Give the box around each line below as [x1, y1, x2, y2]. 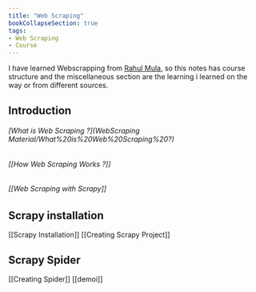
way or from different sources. [8, 81, 109, 90]
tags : [8, 26, 26, 34]
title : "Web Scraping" [8, 11, 84, 20]
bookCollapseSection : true [8, 19, 98, 27]
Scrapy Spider [8, 253, 82, 266]
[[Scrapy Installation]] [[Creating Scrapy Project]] [8, 230, 170, 240]
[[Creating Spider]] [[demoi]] [8, 274, 103, 284]
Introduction [8, 103, 72, 117]
